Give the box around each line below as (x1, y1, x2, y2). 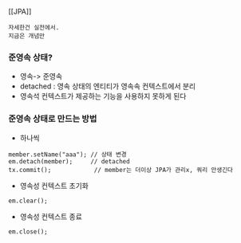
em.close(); (8, 227, 48, 236)
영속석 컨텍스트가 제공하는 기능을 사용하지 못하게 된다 (19, 92, 187, 101)
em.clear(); (8, 197, 48, 205)
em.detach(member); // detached (8, 157, 130, 166)
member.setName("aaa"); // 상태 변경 (8, 151, 128, 159)
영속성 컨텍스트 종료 (19, 211, 82, 221)
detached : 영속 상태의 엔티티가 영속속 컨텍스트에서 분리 (19, 81, 196, 91)
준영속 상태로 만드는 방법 (8, 113, 97, 124)
